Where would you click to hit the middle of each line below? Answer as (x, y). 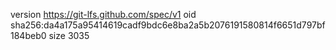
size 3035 (69, 35)
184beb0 (28, 35)
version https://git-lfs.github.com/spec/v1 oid (103, 14)
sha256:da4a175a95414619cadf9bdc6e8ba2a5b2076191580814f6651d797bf (168, 25)
